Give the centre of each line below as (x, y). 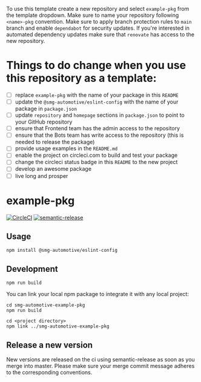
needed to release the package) (55, 142)
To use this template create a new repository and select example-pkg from (98, 9)
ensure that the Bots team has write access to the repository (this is (99, 135)
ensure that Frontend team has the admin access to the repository (97, 128)
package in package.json (46, 109)
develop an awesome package (53, 169)
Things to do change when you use (96, 65)
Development (32, 269)
